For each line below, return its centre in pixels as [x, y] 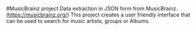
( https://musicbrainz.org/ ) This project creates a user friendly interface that [98, 15]
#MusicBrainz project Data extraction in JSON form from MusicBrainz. [92, 9]
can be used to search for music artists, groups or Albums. [78, 21]
